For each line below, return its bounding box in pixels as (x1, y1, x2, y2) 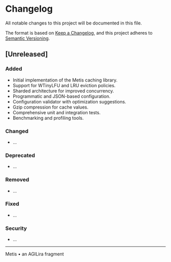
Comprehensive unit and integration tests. (12, 109, 101, 115)
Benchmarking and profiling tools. (12, 115, 84, 121)
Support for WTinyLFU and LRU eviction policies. (12, 82, 116, 88)
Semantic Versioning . (5, 35, 50, 41)
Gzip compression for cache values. (12, 104, 89, 110)
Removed (5, 176, 30, 184)
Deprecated (5, 151, 36, 159)
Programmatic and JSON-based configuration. (12, 93, 111, 99)
